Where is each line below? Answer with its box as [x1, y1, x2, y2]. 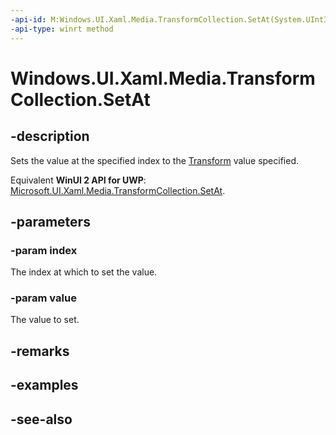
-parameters [10, 213, 91, 230]
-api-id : [10, 14, 47, 25]
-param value [10, 291, 77, 305]
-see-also [10, 411, 73, 428]
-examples [10, 377, 79, 394]
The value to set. [10, 314, 80, 326]
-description [10, 128, 90, 145]
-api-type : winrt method [10, 24, 114, 34]
